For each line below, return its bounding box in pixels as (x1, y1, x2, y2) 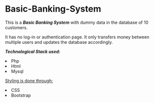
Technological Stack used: (5, 49, 60, 54)
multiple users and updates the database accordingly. (5, 39, 113, 45)
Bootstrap (11, 92, 31, 98)
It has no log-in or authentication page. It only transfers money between (5, 34, 150, 40)
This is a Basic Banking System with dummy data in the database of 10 (5, 19, 149, 25)
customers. (5, 24, 28, 30)
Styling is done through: (5, 78, 53, 84)
